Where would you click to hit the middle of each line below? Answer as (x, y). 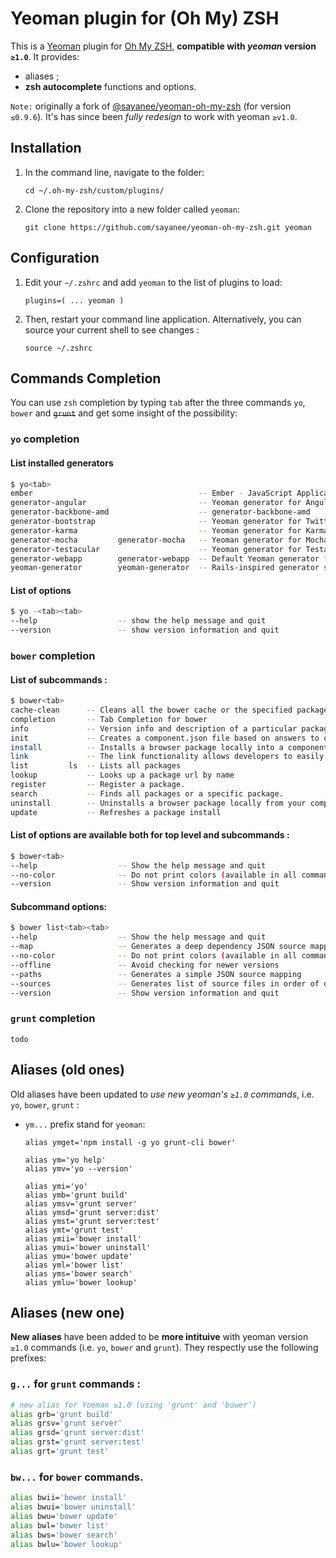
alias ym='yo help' (65, 1160)
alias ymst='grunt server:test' (92, 1221)
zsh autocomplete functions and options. (110, 86)
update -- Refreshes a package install (116, 812)
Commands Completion (86, 378)
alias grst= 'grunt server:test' (77, 1442)
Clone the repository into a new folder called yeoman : (132, 209)
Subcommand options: (59, 906)
